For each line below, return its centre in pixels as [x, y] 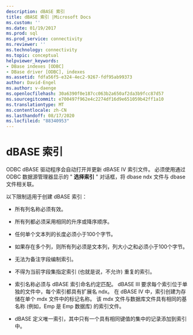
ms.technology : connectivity [42, 50]
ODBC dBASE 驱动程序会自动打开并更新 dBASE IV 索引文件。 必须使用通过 [96, 170]
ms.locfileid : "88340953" [38, 121]
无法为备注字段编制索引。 [45, 259]
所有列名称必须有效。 [40, 209]
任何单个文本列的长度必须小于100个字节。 [65, 234]
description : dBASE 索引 [35, 11]
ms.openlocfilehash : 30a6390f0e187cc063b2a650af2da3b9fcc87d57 [85, 94]
